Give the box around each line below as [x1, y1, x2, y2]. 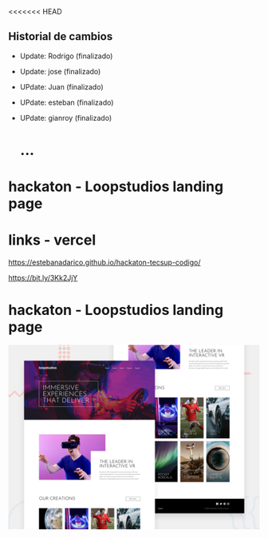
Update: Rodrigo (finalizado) [19, 51, 113, 61]
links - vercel [8, 231, 97, 249]
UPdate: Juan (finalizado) [19, 82, 104, 91]
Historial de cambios [8, 30, 113, 43]
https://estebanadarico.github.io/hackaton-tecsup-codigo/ [8, 257, 201, 267]
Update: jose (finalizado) [19, 66, 101, 76]
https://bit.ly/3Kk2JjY [8, 273, 78, 283]
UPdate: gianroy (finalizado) [19, 113, 112, 122]
